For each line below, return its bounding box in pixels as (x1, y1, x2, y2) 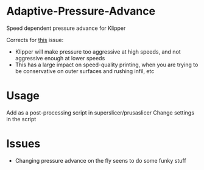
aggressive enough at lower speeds (15, 54, 105, 62)
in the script (6, 115, 37, 122)
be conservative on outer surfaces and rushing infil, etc (15, 67, 155, 74)
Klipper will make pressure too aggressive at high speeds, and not (15, 48, 181, 55)
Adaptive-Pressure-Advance (6, 4, 156, 18)
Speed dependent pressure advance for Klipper (6, 24, 126, 32)
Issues (6, 137, 41, 151)
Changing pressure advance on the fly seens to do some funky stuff (15, 157, 187, 164)
